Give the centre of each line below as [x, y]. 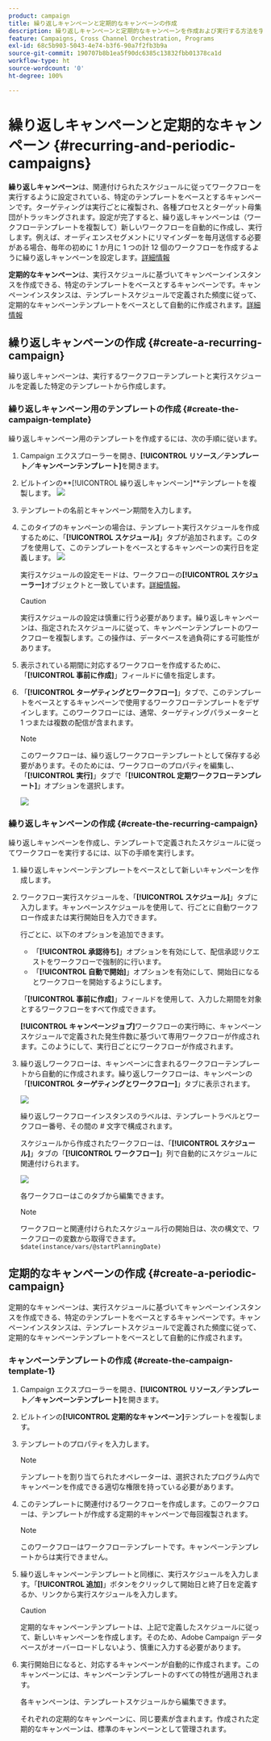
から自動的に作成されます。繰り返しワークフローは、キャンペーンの [140, 1073]
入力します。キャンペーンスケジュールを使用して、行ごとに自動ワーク [135, 907]
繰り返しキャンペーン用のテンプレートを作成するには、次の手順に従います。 [135, 438]
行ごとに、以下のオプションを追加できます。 [94, 934]
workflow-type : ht [39, 61]
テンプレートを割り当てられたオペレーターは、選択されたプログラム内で [140, 1477]
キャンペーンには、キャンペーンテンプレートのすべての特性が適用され [136, 1675]
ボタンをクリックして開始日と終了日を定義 [181, 1584]
